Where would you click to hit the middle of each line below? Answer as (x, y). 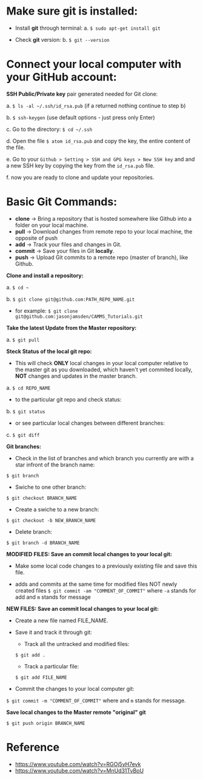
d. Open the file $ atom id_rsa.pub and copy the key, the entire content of (98, 141)
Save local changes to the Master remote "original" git (76, 712)
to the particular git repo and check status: (68, 399)
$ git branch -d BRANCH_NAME (43, 543)
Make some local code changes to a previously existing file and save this (106, 566)
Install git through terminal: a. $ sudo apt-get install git (88, 28)
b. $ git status (26, 411)
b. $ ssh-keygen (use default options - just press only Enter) (81, 117)
